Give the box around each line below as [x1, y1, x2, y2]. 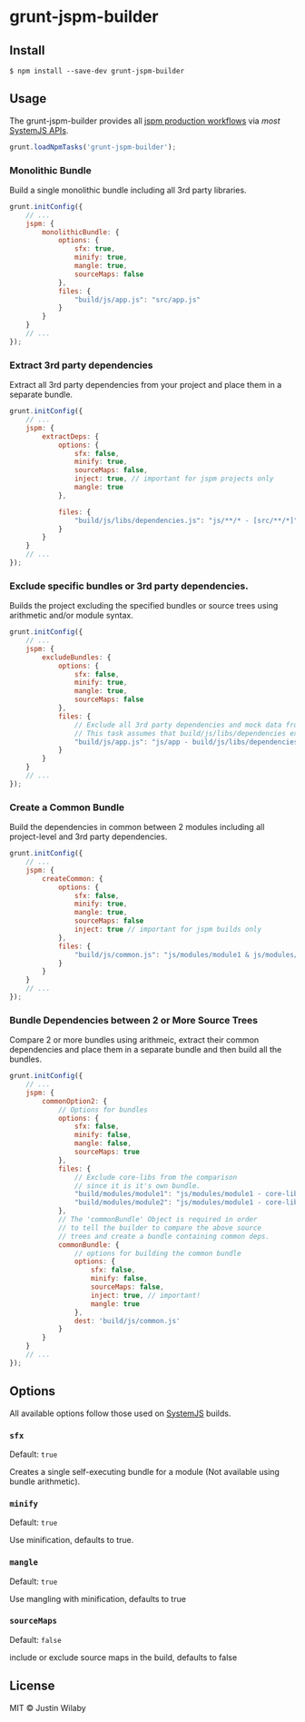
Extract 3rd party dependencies [9, 359, 153, 371]
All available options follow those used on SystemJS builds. [9, 1408, 231, 1419]
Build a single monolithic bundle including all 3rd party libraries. [9, 184, 247, 195]
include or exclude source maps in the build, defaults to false [9, 1651, 238, 1663]
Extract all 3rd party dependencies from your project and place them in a [9, 380, 282, 391]
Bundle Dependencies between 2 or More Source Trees [9, 1014, 259, 1026]
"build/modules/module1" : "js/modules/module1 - [74, 1190, 261, 1199]
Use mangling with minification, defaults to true [9, 1593, 186, 1604]
